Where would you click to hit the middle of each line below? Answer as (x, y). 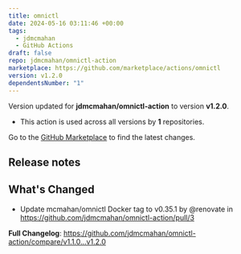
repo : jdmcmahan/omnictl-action (62, 61)
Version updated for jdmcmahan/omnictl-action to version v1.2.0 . (119, 106)
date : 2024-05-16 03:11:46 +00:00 (66, 23)
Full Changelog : (35, 233)
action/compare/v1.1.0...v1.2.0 (57, 241)
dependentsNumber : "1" (46, 83)
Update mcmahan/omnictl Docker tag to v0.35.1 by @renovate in (126, 209)
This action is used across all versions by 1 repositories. (112, 121)
